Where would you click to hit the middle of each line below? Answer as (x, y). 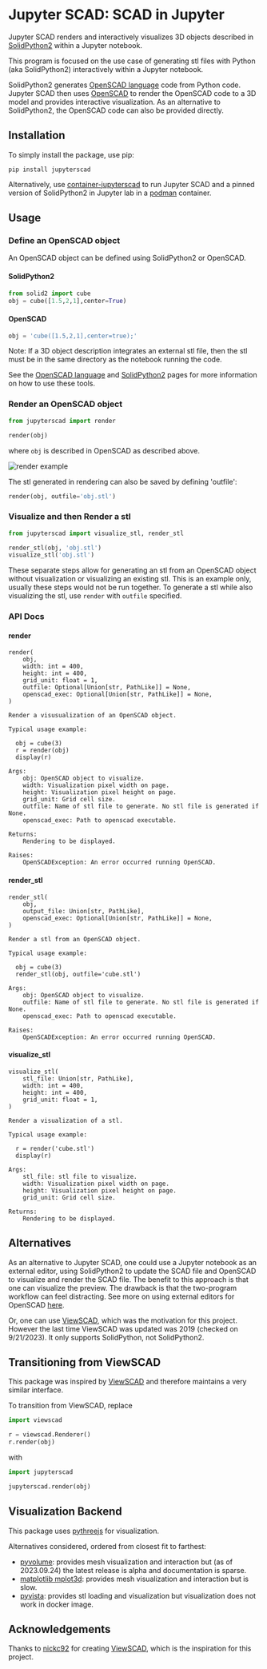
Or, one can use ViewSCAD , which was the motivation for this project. (123, 1320)
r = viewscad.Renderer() (50, 1435)
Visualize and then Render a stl (70, 517)
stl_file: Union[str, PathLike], (78, 1078)
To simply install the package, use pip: (71, 154)
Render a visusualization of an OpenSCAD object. (93, 716)
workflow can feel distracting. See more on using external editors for (122, 1296)
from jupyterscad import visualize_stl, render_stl (96, 533)
